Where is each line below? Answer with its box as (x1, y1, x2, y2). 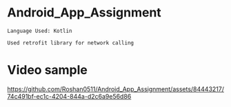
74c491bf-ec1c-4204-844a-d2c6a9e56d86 (7, 92, 132, 100)
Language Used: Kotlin (7, 27, 72, 34)
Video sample (7, 62, 88, 78)
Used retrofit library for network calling (7, 39, 134, 46)
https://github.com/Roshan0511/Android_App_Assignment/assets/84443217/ (7, 84, 224, 93)
